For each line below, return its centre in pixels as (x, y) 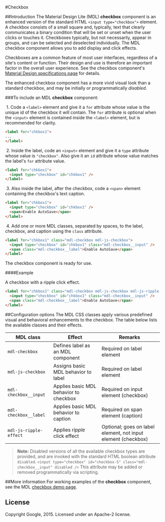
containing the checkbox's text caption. (45, 194)
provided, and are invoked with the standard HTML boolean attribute (86, 456)
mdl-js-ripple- (25, 430)
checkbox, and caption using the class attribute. (54, 231)
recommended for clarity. (31, 123)
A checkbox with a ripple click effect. (42, 282)
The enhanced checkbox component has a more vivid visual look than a (78, 83)
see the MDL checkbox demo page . (41, 487)
